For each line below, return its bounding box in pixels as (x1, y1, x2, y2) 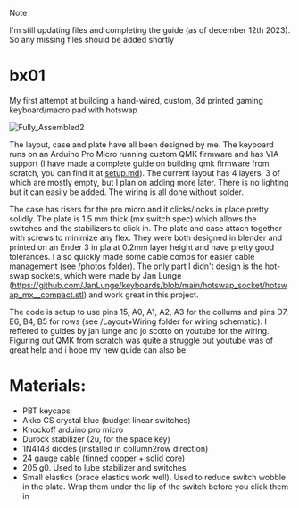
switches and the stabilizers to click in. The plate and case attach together (9, 222, 283, 233)
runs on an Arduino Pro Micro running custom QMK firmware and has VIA (9, 148, 279, 159)
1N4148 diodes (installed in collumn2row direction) (21, 443, 209, 454)
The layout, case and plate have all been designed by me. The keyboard (9, 138, 274, 150)
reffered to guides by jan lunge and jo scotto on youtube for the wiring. (9, 325, 270, 336)
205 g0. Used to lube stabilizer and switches (21, 462, 187, 472)
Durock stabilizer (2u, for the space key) (21, 433, 171, 445)
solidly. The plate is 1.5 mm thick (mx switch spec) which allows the (9, 213, 257, 224)
